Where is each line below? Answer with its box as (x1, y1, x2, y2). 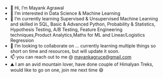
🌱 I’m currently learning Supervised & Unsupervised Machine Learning (10, 16, 158, 21)
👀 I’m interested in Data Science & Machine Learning (10, 10, 121, 16)
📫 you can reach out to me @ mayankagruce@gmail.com (10, 54, 131, 60)
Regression (10, 37, 34, 43)
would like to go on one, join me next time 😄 (10, 67, 104, 73)
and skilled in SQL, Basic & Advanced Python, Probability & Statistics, (10, 21, 156, 27)
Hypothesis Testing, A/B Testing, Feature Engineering (10, 27, 123, 33)
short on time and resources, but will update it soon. (10, 48, 120, 54)
